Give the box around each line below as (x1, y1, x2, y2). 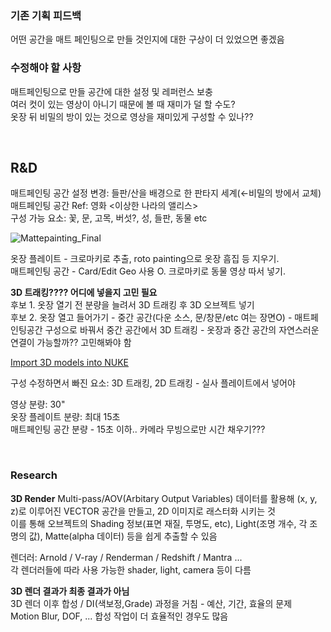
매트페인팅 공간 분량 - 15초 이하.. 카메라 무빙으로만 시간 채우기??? (10, 423, 266, 436)
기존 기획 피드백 (10, 8, 82, 22)
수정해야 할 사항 (10, 61, 82, 75)
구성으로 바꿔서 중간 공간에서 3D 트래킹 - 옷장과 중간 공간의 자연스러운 (44, 324, 320, 336)
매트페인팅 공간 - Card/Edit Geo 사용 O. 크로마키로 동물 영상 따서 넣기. (10, 265, 286, 277)
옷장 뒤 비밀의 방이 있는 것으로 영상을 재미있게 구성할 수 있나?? (10, 110, 254, 122)
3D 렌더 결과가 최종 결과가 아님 (10, 585, 130, 597)
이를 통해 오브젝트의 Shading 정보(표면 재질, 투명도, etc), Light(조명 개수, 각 (10, 517, 308, 529)
